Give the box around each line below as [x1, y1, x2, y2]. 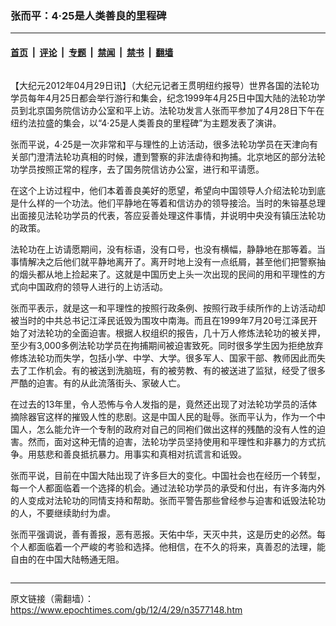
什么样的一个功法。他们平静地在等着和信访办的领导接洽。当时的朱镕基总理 [18, 197, 326, 209]
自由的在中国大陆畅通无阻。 [10, 553, 125, 565]
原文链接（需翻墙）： [10, 592, 94, 604]
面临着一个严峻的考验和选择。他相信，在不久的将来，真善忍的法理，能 [36, 540, 326, 552]
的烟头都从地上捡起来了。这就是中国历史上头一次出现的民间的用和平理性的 [10, 268, 317, 280]
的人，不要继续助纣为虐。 [10, 507, 116, 519]
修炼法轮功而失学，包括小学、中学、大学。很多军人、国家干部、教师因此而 [10, 352, 317, 364]
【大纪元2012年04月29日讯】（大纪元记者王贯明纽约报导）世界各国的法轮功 [10, 79, 320, 91]
